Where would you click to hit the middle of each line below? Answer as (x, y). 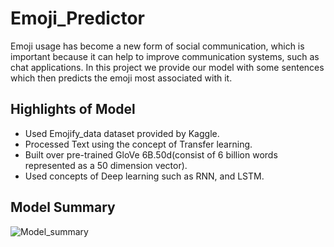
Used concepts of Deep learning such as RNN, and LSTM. (144, 176)
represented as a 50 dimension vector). (106, 165)
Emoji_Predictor (77, 18)
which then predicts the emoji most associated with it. (121, 78)
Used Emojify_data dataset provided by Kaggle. (122, 133)
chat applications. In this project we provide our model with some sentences (167, 67)
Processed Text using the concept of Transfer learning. (138, 144)
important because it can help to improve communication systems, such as (165, 56)
